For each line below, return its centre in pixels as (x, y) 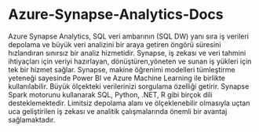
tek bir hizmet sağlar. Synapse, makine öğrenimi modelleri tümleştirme (122, 69)
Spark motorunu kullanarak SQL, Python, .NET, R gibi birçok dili (110, 94)
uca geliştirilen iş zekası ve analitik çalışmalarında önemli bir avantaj (118, 111)
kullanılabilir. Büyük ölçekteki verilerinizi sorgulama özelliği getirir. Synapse (129, 86)
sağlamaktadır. (32, 119)
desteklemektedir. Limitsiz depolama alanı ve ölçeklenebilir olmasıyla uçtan (129, 103)
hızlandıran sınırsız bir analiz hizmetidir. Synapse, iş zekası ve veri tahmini (127, 53)
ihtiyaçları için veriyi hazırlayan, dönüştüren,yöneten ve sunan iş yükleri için (130, 61)
